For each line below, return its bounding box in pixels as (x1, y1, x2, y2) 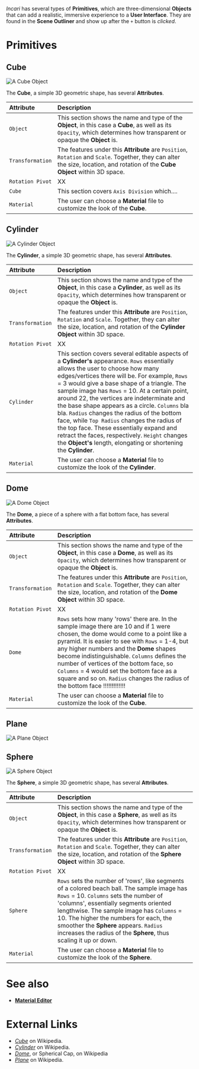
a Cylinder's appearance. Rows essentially (57, 357, 174, 365)
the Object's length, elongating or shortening (57, 438, 184, 447)
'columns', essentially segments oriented (57, 899, 172, 907)
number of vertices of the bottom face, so (57, 659, 174, 668)
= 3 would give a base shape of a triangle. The (57, 379, 187, 387)
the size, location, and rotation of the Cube (57, 161, 176, 168)
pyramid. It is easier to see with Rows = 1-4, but (57, 637, 188, 645)
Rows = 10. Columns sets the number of (57, 892, 163, 900)
